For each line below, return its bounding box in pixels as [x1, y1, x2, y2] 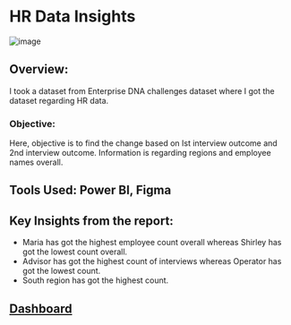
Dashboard [9, 301, 73, 316]
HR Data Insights [9, 6, 136, 27]
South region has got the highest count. [21, 275, 169, 286]
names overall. [9, 157, 64, 167]
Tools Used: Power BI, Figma [9, 183, 172, 198]
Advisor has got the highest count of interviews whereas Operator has [21, 256, 282, 267]
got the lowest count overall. [21, 246, 128, 257]
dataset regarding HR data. [9, 95, 109, 106]
